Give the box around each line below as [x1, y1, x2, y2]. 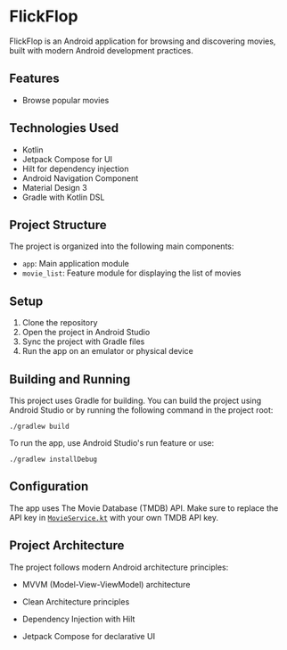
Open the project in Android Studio [21, 327, 151, 338]
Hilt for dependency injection [21, 163, 129, 174]
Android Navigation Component [21, 172, 139, 184]
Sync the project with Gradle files [21, 336, 145, 347]
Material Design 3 [21, 182, 87, 193]
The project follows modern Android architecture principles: [9, 562, 229, 572]
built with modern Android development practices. [9, 45, 193, 55]
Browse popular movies [21, 95, 110, 105]
